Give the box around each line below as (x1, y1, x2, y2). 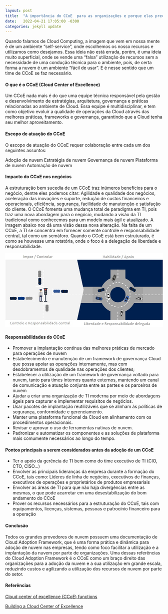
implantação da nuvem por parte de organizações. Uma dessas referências (5, 549, 160, 555)
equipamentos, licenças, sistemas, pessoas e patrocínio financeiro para (12, 506, 160, 512)
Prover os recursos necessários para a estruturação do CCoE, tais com (12, 500, 159, 506)
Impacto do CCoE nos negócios (5, 174, 72, 180)
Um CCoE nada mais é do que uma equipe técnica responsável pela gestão (5, 93, 160, 99)
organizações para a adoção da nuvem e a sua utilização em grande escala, (5, 560, 162, 566)
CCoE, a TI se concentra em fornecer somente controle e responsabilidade (5, 227, 160, 233)
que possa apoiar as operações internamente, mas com (12, 361, 127, 367)
